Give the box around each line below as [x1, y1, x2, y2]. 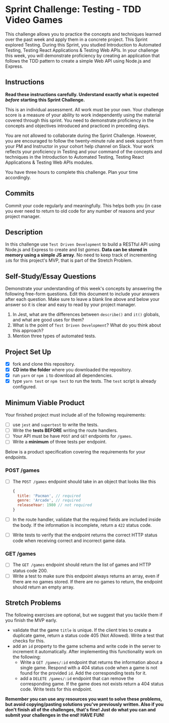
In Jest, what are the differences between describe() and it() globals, [12, 311, 160, 318]
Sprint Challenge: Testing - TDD [5, 4, 141, 15]
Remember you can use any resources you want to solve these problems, [5, 696, 162, 702]
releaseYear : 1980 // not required [17, 503, 92, 508]
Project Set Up [5, 347, 51, 356]
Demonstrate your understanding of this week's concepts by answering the [5, 286, 162, 292]
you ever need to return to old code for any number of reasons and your [5, 208, 155, 214]
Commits [5, 189, 34, 198]
